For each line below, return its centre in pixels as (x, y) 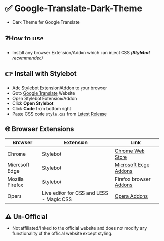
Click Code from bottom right (42, 108)
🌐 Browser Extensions (40, 129)
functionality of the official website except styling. (62, 233)
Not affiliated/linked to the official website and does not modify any (80, 228)
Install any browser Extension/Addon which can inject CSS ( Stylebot (81, 52)
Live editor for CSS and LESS (75, 193)
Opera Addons (131, 196)
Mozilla (16, 179)
